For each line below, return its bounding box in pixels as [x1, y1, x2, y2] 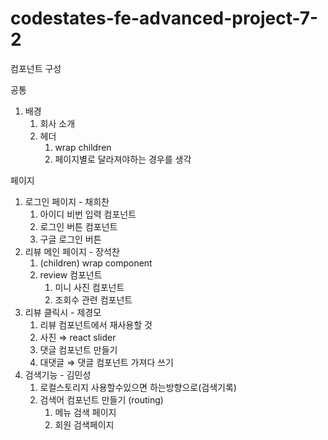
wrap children [54, 141, 112, 153]
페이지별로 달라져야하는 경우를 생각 [54, 153, 192, 165]
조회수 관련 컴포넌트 [54, 293, 133, 306]
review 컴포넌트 [39, 268, 103, 281]
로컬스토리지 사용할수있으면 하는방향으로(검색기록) [39, 381, 237, 393]
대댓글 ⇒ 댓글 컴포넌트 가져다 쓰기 [39, 356, 174, 368]
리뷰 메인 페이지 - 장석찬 [24, 245, 120, 257]
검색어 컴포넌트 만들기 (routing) [39, 393, 164, 406]
